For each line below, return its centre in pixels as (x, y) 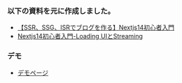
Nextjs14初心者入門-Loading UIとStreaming (80, 36)
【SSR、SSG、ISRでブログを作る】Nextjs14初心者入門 (96, 28)
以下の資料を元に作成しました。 (61, 10)
